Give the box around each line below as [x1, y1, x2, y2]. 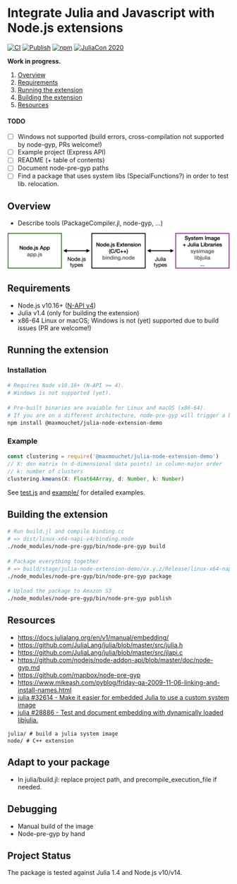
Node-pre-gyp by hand [17, 829, 86, 837]
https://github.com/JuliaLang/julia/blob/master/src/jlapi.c [17, 648, 183, 657]
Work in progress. [7, 56, 61, 65]
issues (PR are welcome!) [17, 323, 92, 332]
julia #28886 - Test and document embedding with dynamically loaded [17, 708, 224, 717]
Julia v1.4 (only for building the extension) [17, 308, 140, 317]
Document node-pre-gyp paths [17, 164, 109, 172]
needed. [17, 782, 42, 791]
